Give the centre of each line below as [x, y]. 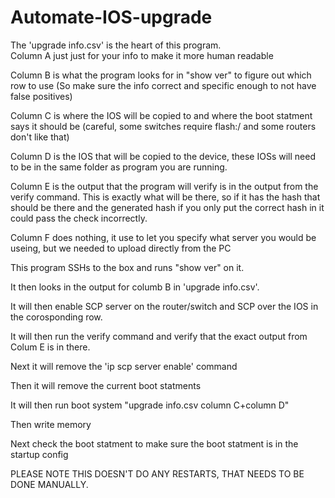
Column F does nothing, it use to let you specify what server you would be [163, 237]
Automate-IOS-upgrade [111, 17]
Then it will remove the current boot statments [106, 385]
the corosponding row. [56, 317]
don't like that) [40, 137]
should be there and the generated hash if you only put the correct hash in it [167, 207]
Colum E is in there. [50, 347]
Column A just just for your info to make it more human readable [142, 55]
